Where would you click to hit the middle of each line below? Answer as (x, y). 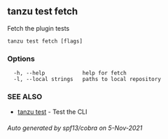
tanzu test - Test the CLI (52, 112)
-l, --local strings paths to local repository (87, 80)
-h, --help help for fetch (70, 73)
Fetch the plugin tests (38, 28)
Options (21, 59)
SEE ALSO (25, 97)
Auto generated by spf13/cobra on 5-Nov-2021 (75, 128)
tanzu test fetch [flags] (45, 41)
